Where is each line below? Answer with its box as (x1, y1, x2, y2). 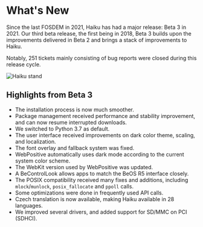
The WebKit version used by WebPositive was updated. (14, 163, 153, 170)
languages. (14, 202, 43, 209)
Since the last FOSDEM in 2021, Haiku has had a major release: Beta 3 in (6, 23, 186, 31)
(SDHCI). (14, 214, 37, 222)
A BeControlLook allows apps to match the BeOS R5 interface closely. (14, 170, 189, 177)
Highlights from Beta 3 (6, 90, 93, 100)
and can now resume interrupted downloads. (14, 119, 127, 126)
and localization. (14, 138, 56, 145)
